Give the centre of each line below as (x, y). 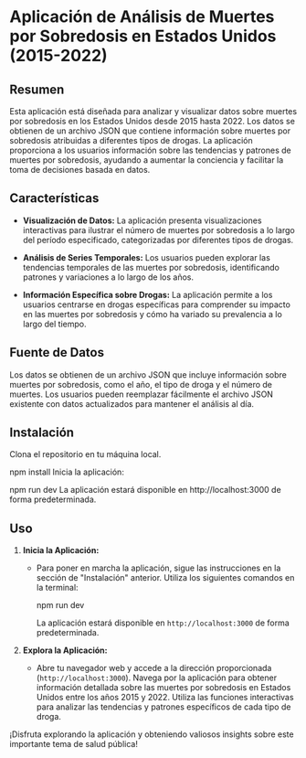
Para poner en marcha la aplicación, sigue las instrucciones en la (158, 568)
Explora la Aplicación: (65, 650)
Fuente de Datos (57, 352)
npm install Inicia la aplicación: (67, 472)
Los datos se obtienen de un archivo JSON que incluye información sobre (148, 374)
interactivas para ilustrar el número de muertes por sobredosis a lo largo (158, 230)
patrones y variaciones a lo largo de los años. (108, 277)
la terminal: (58, 588)
